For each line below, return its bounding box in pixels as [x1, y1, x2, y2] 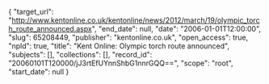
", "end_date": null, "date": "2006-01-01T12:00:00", [91, 24, 261, 33]
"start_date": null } [8, 67, 69, 76]
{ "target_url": [8, 7, 54, 16]
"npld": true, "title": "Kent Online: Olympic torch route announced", [8, 41, 230, 51]
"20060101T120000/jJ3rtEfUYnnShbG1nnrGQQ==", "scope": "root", [8, 58, 233, 68]
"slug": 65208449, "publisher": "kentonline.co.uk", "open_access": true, [8, 32, 249, 42]
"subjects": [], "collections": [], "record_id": [8, 50, 153, 59]
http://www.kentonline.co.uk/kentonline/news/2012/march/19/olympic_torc [11, 15, 260, 25]
